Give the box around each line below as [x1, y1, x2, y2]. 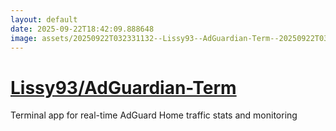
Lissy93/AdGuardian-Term [10, 76, 237, 99]
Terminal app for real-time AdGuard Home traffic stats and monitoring [10, 109, 298, 121]
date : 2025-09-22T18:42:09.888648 [10, 24, 155, 34]
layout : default [10, 14, 78, 25]
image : [10, 33, 38, 43]
